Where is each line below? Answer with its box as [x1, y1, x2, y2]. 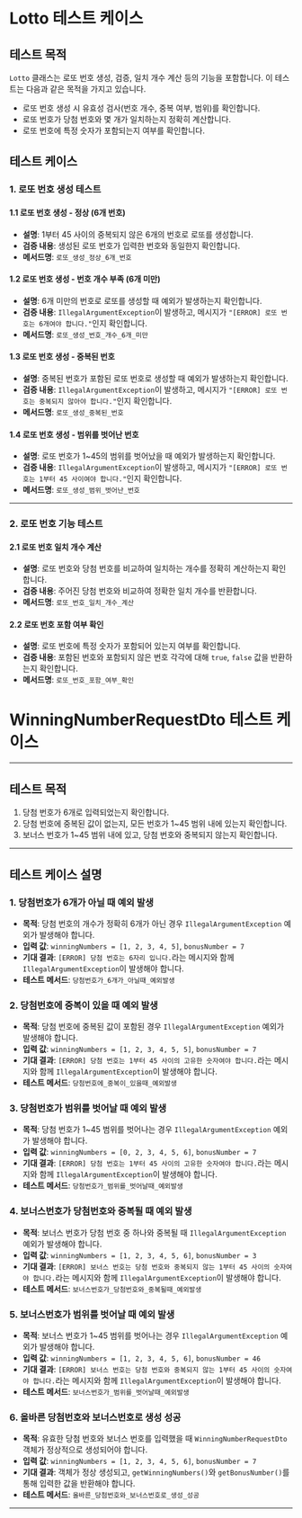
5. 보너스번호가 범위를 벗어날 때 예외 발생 [9, 1308, 175, 1320]
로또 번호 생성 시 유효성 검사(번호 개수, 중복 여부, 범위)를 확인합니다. [22, 103, 261, 113]
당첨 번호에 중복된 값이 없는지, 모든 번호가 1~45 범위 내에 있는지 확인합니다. [22, 818, 288, 829]
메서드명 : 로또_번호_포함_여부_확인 [22, 674, 135, 685]
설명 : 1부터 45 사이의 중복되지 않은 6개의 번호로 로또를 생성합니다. [22, 228, 253, 239]
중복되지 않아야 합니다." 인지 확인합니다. [39, 395, 173, 406]
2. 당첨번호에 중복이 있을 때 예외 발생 [9, 999, 159, 1012]
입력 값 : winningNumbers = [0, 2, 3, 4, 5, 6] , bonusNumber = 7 [22, 1147, 257, 1157]
